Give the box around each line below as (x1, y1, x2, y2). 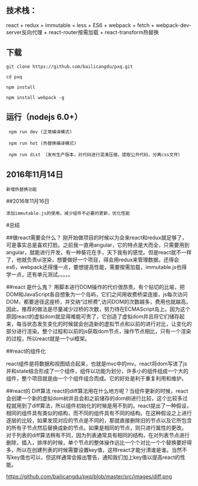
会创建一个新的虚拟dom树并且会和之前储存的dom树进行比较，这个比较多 (6, 395, 183, 402)
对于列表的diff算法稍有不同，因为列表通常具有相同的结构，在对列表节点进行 (6, 432, 190, 439)
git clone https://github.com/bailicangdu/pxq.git (6, 64, 133, 70)
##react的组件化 (6, 347, 46, 355)
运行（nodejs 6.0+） (6, 112, 82, 122)
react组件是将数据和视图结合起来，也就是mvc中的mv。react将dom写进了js (6, 360, 187, 367)
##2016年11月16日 (6, 198, 50, 205)
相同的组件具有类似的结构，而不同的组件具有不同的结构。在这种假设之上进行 (6, 409, 192, 417)
